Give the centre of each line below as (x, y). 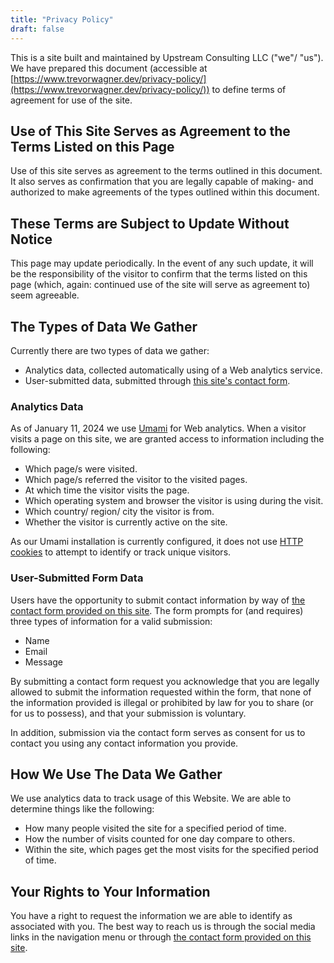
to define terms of (249, 89)
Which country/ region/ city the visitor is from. (119, 512)
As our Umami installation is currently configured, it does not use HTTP (157, 542)
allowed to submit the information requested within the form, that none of (161, 692)
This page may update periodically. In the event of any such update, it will (162, 263)
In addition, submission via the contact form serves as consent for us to (158, 732)
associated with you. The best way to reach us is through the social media (163, 927)
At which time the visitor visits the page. (107, 490)
